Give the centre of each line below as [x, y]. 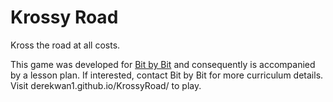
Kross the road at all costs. [65, 45]
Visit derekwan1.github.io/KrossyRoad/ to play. [106, 85]
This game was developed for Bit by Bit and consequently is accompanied [163, 64]
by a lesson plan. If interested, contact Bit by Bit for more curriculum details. [167, 75]
